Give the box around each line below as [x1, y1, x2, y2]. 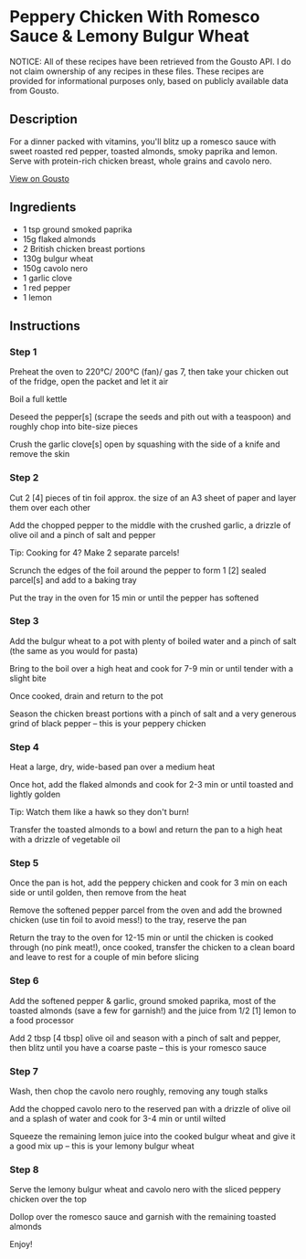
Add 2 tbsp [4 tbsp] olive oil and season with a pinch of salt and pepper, [9, 1032, 281, 1043]
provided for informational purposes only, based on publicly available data [9, 75, 290, 86]
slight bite [9, 672, 47, 683]
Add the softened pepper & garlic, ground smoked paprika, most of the [9, 995, 277, 1006]
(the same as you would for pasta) [9, 645, 139, 656]
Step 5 [9, 857, 39, 870]
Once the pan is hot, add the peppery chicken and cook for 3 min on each [9, 877, 288, 888]
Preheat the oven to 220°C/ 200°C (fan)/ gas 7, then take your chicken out [9, 366, 290, 377]
